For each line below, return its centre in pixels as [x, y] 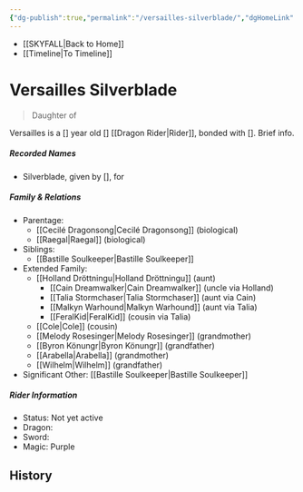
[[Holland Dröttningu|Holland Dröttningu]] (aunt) [126, 278]
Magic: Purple [49, 447]
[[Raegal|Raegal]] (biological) [91, 239]
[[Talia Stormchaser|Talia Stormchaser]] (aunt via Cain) [153, 297]
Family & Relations [45, 197]
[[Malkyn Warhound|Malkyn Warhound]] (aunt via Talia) [153, 307]
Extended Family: [55, 268]
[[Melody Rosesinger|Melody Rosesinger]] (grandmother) [144, 336]
